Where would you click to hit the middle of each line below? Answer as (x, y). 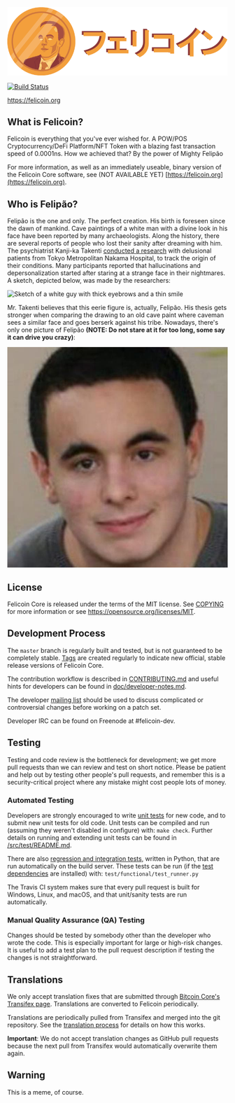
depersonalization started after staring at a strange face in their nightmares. (116, 273)
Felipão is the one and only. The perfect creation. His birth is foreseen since (116, 221)
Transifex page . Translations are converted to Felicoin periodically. (103, 1004)
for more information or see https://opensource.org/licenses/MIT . (101, 611)
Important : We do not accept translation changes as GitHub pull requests (113, 1039)
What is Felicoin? (45, 122)
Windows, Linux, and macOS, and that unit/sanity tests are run (97, 894)
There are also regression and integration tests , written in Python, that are (114, 858)
